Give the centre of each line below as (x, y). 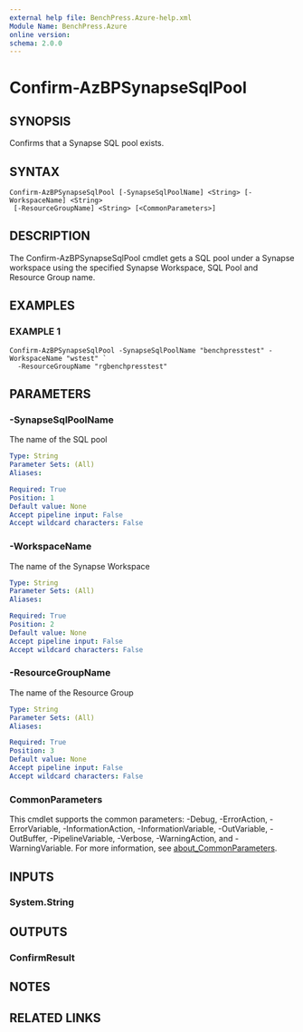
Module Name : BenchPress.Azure (68, 26)
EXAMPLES (42, 306)
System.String (42, 902)
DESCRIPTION (50, 236)
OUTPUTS (38, 932)
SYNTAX (35, 172)
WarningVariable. (42, 848)
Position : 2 (32, 625)
